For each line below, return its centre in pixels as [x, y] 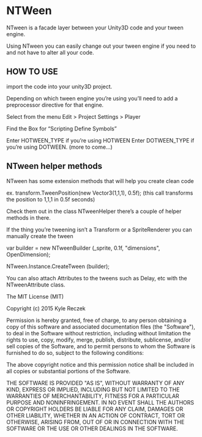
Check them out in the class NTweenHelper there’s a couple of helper [94, 211]
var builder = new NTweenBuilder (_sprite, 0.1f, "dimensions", [83, 248]
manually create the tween [40, 236]
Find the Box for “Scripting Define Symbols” [62, 129]
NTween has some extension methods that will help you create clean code [100, 181]
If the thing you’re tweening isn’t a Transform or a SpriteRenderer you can [99, 230]
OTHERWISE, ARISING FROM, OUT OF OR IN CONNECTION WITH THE [95, 422]
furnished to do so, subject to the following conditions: [75, 353]
